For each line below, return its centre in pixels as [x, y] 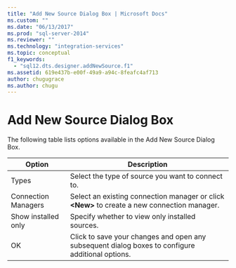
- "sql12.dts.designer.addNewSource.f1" [73, 66]
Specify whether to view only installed [133, 217]
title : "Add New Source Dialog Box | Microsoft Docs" [88, 14]
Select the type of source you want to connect [146, 176]
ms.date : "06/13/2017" [40, 27]
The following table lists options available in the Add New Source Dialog [111, 140]
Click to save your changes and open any [138, 237]
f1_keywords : [26, 60]
